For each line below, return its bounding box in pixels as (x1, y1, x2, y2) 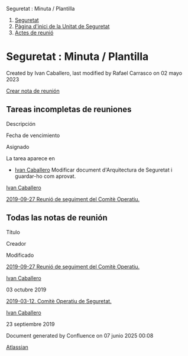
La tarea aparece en (6, 154, 55, 162)
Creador (6, 240, 27, 247)
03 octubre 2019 (6, 286, 47, 293)
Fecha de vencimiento (6, 132, 60, 139)
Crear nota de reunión (6, 87, 60, 94)
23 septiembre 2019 (6, 320, 55, 328)
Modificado (6, 252, 34, 259)
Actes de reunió (14, 29, 54, 36)
